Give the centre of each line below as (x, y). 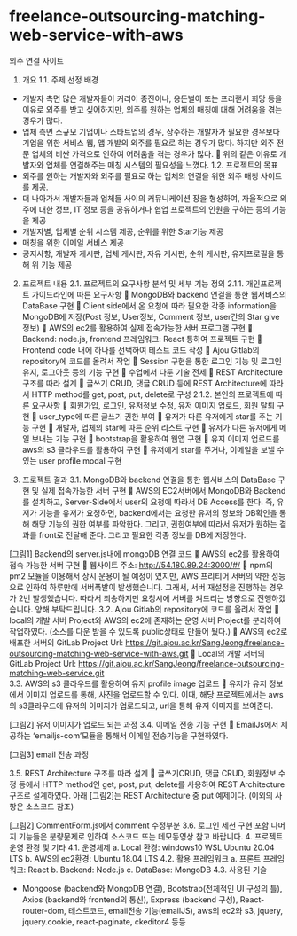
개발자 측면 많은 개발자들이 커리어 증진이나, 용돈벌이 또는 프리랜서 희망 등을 (152, 98)
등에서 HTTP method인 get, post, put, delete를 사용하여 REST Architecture (152, 784)
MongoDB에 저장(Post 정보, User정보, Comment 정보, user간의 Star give (151, 316)
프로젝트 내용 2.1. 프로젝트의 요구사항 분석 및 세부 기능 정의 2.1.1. (133, 283)
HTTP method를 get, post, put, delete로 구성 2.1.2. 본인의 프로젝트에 (152, 394)
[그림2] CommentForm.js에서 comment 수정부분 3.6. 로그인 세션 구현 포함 (139, 825)
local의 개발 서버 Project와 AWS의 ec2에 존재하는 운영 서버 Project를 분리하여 (145, 620)
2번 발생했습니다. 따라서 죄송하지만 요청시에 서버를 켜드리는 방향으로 (137, 598)
